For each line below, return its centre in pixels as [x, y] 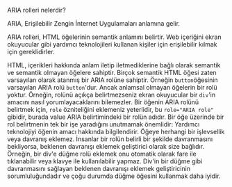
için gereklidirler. [31, 52]
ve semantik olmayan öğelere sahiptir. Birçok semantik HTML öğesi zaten [112, 73]
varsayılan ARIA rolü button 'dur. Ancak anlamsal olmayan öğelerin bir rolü [112, 87]
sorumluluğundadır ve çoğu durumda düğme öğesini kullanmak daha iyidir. [114, 176]
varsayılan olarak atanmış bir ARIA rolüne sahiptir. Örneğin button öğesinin [113, 80]
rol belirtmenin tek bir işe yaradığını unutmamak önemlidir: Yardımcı [103, 124]
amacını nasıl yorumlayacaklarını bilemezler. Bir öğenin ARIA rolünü [103, 102]
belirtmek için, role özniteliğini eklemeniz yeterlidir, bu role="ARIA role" [110, 109]
